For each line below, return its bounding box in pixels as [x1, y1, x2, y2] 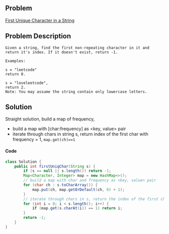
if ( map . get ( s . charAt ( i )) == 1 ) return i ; [32, 206, 123, 211]
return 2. [5, 85, 26, 90]
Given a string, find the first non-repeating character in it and [5, 45, 150, 50]
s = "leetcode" [5, 67, 37, 72]
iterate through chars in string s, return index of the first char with [12, 131, 148, 137]
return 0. [5, 71, 26, 77]
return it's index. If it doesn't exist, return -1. [5, 50, 118, 55]
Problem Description [5, 32, 71, 41]
